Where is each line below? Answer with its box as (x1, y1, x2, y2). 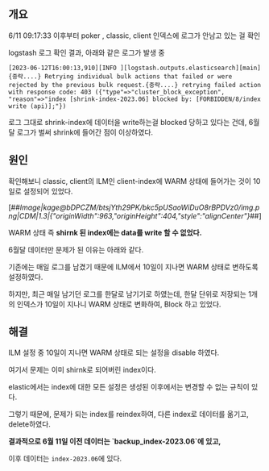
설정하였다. (8, 272, 43, 281)
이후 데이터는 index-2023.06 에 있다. (8, 454, 122, 464)
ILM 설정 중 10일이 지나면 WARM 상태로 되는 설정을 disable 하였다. (8, 348, 220, 357)
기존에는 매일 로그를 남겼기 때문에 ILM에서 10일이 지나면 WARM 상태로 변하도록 (8, 261, 259, 272)
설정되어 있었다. (23, 186, 73, 196)
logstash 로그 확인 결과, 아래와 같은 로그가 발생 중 (8, 48, 165, 57)
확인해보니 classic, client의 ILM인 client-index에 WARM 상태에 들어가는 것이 (8, 176, 252, 185)
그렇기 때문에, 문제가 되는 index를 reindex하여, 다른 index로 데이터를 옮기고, (8, 410, 250, 419)
